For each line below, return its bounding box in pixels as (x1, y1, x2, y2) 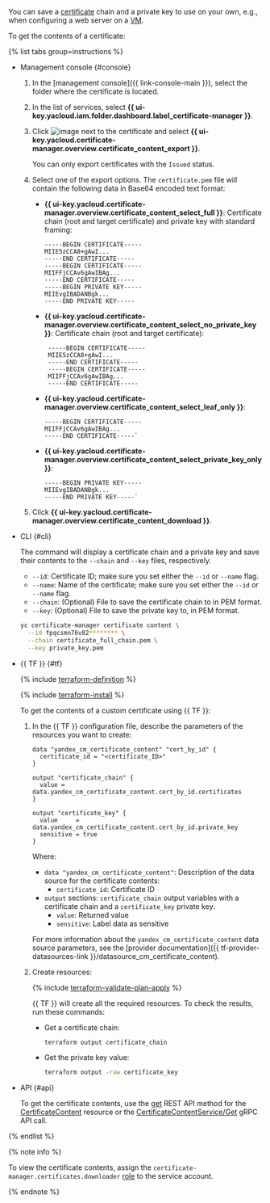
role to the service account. (122, 1171, 214, 1181)
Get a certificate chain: (44, 1022, 120, 1033)
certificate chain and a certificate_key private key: (44, 901, 216, 911)
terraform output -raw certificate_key (44, 1068, 179, 1077)
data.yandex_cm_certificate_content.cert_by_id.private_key (31, 823, 239, 831)
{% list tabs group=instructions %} (8, 47, 123, 56)
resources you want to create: (31, 730, 132, 739)
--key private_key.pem (27, 644, 104, 652)
